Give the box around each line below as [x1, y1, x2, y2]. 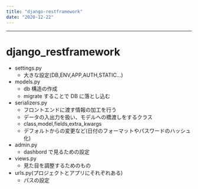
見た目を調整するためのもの [23, 162, 91, 169]
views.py [14, 155, 37, 162]
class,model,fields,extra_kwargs [23, 120, 102, 128]
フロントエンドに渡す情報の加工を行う [23, 106, 117, 113]
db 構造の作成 [23, 85, 58, 92]
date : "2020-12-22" [6, 14, 54, 20]
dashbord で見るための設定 [23, 148, 90, 155]
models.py [14, 78, 41, 86]
